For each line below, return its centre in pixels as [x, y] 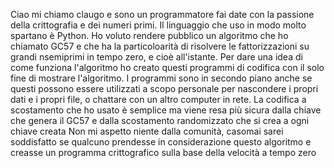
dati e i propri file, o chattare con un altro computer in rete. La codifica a [158, 99]
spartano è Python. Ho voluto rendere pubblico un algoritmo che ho [149, 35]
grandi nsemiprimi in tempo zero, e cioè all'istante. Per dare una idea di [156, 57]
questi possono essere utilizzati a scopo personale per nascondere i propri [164, 88]
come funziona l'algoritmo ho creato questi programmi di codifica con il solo [167, 67]
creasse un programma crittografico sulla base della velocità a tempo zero [163, 152]
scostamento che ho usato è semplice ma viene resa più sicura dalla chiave [166, 110]
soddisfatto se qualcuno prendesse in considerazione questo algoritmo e [161, 142]
